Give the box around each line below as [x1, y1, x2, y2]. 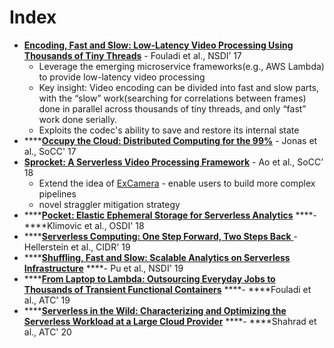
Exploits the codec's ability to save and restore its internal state [38, 124, 300, 136]
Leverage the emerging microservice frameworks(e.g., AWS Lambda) [38, 60, 325, 72]
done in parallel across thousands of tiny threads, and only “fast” [38, 102, 307, 115]
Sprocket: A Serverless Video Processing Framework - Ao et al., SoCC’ [23, 156, 324, 168]
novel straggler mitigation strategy [38, 198, 181, 210]
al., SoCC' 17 [23, 145, 77, 157]
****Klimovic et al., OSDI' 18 [23, 219, 145, 231]
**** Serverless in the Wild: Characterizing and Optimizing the [23, 304, 287, 316]
